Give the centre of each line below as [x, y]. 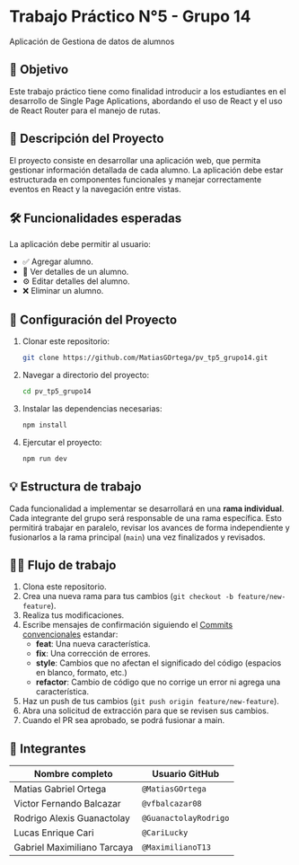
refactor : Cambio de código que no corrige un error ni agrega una [158, 682]
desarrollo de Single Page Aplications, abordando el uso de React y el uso [146, 101]
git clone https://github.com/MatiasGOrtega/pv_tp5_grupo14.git [145, 358]
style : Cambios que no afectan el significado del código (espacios [158, 663]
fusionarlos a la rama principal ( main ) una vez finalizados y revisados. [137, 537]
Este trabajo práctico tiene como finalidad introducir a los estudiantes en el [148, 91]
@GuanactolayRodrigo [186, 818]
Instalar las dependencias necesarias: [92, 408]
